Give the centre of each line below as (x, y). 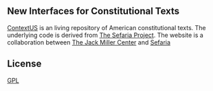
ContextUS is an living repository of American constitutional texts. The (106, 27)
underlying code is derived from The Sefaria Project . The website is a (105, 35)
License (24, 64)
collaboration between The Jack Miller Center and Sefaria (89, 42)
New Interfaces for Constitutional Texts (93, 11)
